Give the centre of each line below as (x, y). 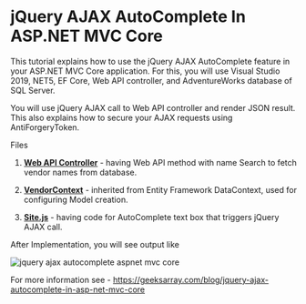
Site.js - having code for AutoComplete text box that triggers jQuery (151, 217)
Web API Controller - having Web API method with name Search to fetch (160, 162)
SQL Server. (33, 90)
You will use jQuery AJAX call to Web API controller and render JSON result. (153, 107)
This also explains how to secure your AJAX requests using (122, 117)
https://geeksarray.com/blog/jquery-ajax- (191, 279)
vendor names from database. (80, 172)
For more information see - (61, 279)
